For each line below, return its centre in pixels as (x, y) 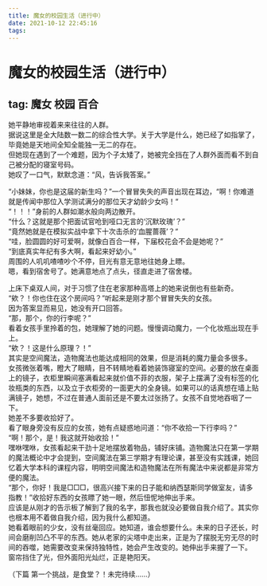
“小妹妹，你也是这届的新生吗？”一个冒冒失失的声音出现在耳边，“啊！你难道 (131, 191)
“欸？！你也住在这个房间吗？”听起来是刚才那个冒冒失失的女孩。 (112, 298)
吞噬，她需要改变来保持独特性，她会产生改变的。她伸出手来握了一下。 (137, 548)
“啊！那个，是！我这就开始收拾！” (64, 438)
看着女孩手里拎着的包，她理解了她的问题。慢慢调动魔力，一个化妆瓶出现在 (130, 328)
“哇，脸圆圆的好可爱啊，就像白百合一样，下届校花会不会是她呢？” (116, 242)
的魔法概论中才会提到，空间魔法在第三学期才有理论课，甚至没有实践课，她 (130, 458)
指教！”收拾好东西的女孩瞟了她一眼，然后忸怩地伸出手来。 (104, 498)
